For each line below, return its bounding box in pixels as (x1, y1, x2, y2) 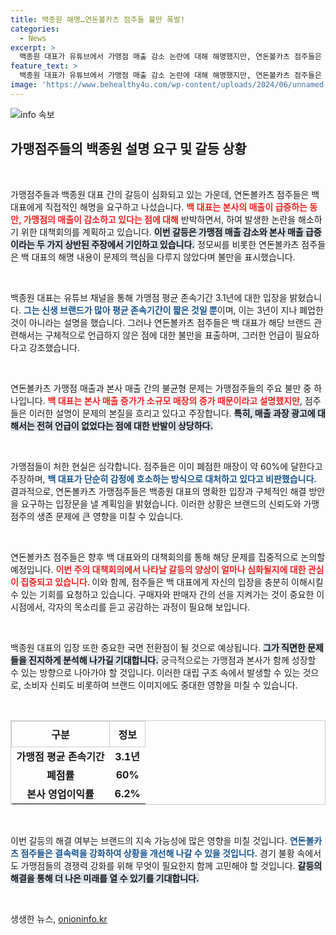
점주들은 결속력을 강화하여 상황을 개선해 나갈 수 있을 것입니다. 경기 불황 (20, 847, 295, 859)
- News (19, 33, 47, 43)
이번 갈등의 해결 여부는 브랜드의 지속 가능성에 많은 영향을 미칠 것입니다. (10, 834, 288, 846)
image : (10, 80, 38, 90)
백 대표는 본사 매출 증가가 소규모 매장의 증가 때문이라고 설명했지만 (47, 394, 300, 406)
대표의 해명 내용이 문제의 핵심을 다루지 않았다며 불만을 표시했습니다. (31, 251, 296, 263)
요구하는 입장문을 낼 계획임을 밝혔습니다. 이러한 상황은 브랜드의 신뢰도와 (20, 497, 302, 510)
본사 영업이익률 (26, 787, 95, 801)
